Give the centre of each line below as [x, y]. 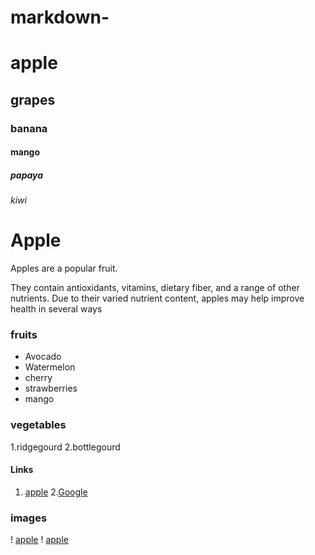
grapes [33, 99]
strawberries [51, 388]
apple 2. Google [56, 492]
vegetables [38, 425]
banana [29, 128]
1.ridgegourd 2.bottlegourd [65, 447]
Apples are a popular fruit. [64, 268]
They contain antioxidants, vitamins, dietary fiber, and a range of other [155, 288]
